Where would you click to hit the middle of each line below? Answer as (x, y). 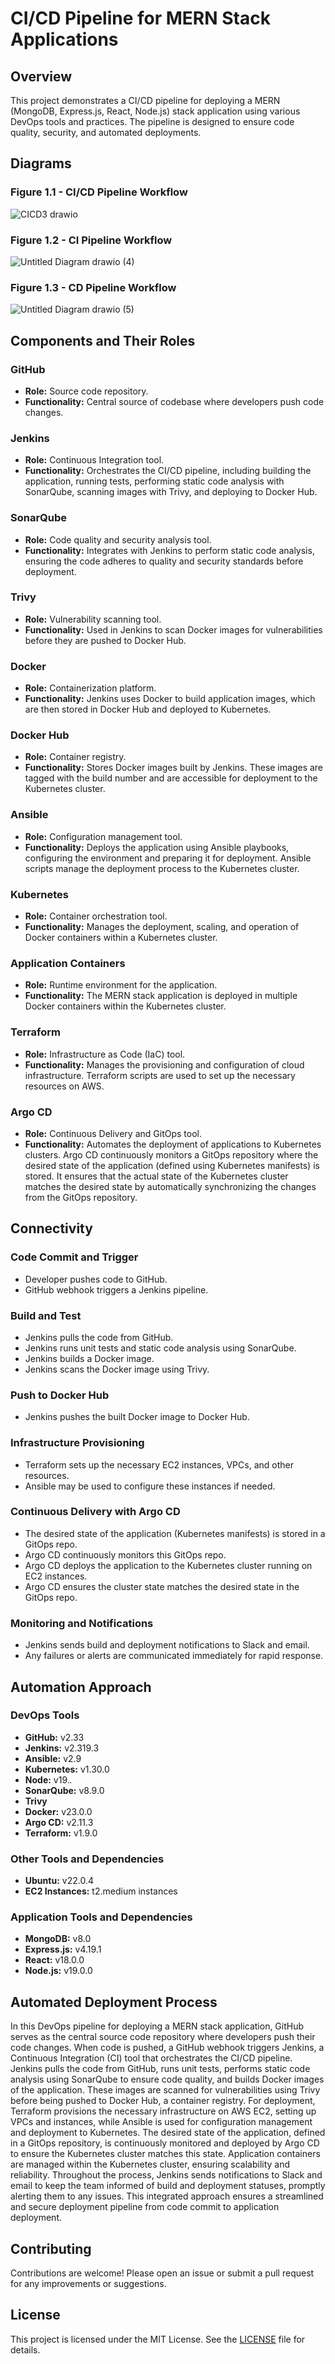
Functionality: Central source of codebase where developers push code (174, 401)
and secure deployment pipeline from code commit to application (145, 2207)
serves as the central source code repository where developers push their (163, 2037)
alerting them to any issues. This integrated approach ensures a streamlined (167, 2196)
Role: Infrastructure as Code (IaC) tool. (105, 1054)
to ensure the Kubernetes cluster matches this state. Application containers (165, 2154)
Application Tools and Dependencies (101, 1917)
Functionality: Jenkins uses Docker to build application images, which (170, 699)
